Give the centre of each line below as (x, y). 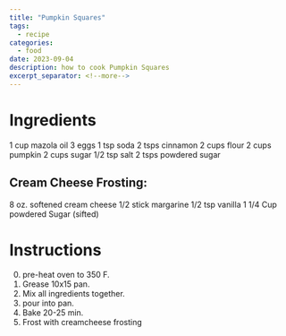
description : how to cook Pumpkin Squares (89, 68)
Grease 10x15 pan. (56, 284)
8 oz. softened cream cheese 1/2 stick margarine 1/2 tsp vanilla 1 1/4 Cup (143, 204)
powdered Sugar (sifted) (55, 214)
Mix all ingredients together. (73, 294)
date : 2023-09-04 (42, 59)
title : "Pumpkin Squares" (57, 17)
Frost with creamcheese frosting (82, 323)
